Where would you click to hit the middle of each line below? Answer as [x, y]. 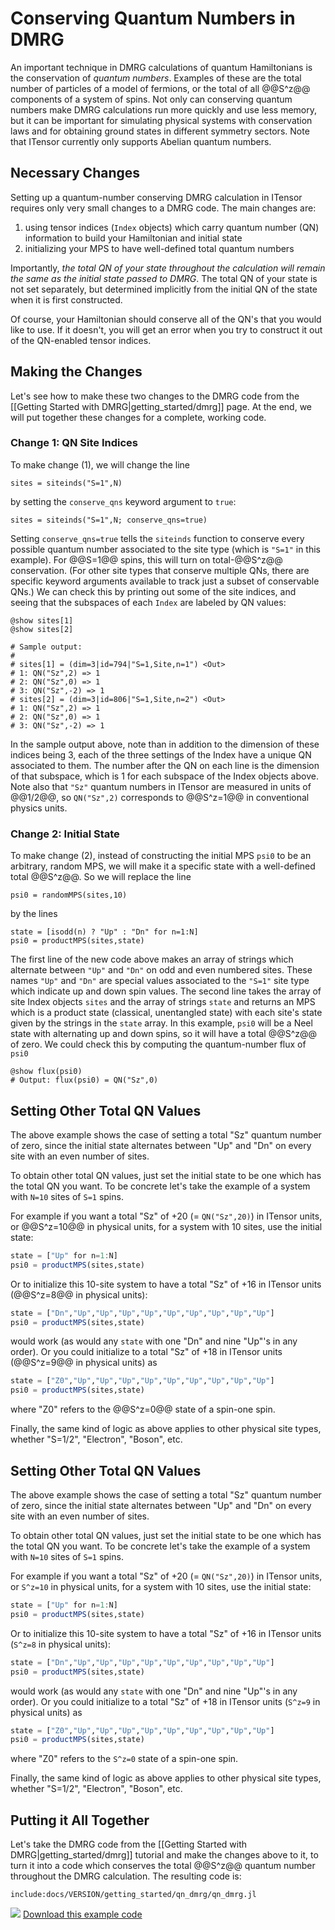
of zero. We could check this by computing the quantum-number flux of [158, 1044]
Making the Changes [76, 372]
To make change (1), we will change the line [100, 464]
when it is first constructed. [66, 299]
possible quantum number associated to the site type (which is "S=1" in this [165, 549]
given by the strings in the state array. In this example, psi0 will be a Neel [161, 1023]
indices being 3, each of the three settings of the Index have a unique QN [161, 754]
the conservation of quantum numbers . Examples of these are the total [156, 78]
